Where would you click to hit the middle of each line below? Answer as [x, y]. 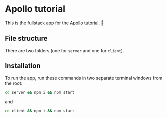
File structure [26, 38]
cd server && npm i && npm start [40, 92]
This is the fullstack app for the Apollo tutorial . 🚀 [55, 23]
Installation [23, 66]
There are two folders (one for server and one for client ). [65, 50]
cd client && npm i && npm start [40, 111]
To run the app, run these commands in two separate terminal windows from [84, 78]
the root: [14, 83]
